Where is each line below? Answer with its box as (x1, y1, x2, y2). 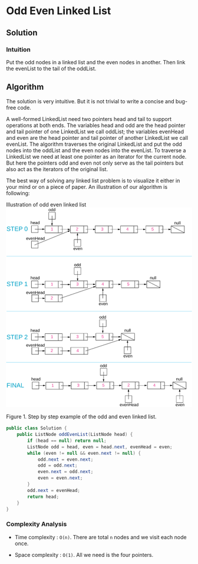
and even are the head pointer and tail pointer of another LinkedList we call (6, 134, 189, 141)
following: (6, 189, 30, 196)
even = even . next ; (37, 475, 83, 481)
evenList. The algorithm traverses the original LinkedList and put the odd (6, 140, 183, 147)
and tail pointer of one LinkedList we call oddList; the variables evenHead (6, 128, 184, 135)
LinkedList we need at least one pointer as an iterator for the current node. (6, 153, 187, 160)
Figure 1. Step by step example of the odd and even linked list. (6, 413, 157, 420)
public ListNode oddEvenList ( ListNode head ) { (16, 432, 133, 438)
